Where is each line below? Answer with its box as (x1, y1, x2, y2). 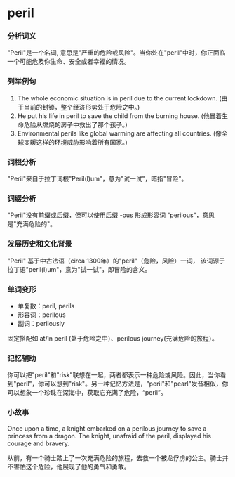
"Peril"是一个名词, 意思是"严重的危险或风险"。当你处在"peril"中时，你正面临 (7, 48, 226, 57)
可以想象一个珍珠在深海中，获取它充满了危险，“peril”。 (7, 388, 167, 397)
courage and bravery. (7, 439, 70, 447)
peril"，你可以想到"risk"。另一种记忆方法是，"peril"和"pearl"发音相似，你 (16, 379, 229, 388)
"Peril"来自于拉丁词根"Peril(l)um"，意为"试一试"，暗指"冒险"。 (7, 174, 188, 183)
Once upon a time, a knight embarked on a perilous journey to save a (7, 424, 207, 433)
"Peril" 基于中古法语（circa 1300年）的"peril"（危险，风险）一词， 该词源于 (7, 256, 226, 265)
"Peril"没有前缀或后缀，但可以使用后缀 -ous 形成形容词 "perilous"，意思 (7, 211, 215, 219)
